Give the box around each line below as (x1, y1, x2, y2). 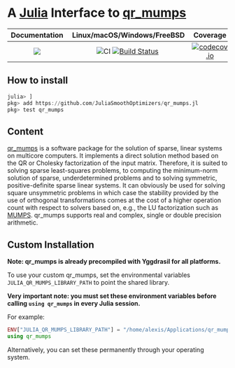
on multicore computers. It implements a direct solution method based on (7, 152, 219, 160)
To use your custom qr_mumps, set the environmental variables (7, 271, 191, 279)
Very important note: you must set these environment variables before (7, 292, 217, 300)
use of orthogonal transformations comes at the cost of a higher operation (7, 196, 222, 204)
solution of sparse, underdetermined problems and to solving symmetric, (7, 174, 218, 183)
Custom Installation (7, 239, 94, 250)
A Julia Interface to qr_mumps (7, 5, 187, 21)
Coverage (193, 30, 227, 40)
